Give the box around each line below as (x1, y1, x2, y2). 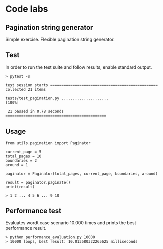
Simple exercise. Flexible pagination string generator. (5, 36, 115, 42)
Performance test (5, 207, 62, 215)
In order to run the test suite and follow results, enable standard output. (5, 64, 152, 70)
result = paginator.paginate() (5, 180, 71, 185)
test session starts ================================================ (5, 82, 158, 88)
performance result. (5, 225, 47, 231)
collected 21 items (5, 87, 46, 92)
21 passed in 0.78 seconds (7, 109, 64, 114)
